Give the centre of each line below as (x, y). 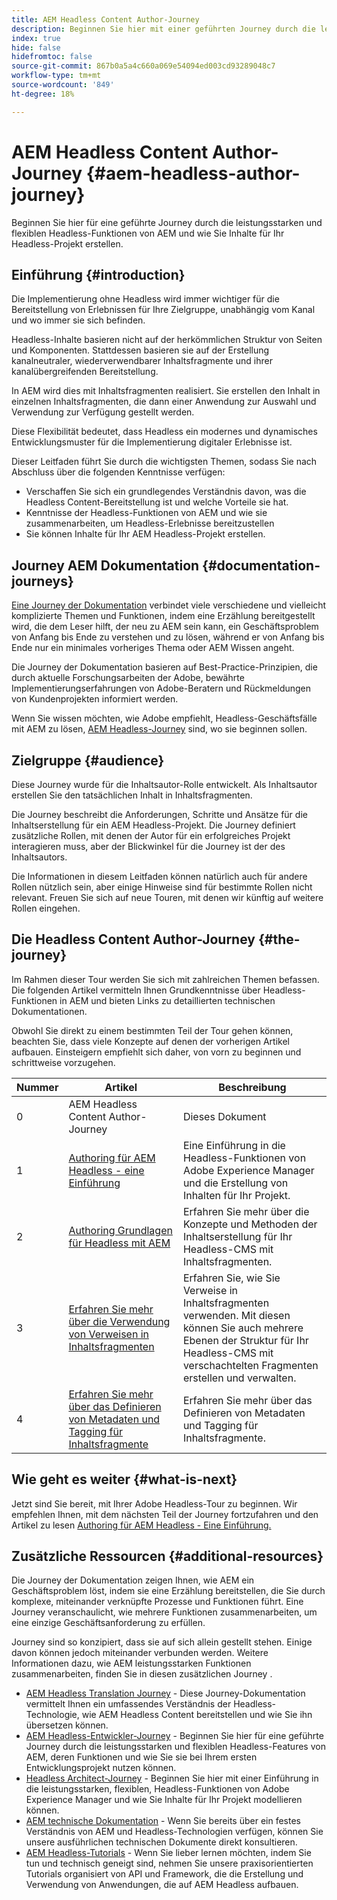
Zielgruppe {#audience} (88, 760)
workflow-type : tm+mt (56, 76)
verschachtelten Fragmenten (250, 1365)
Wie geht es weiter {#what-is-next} (124, 1479)
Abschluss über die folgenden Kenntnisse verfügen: (118, 472)
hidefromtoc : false (52, 57)
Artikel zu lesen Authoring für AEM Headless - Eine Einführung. (141, 1525)
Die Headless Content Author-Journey (133, 939)
